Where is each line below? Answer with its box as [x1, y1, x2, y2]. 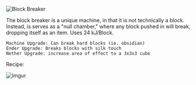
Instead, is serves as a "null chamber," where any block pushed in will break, [6, 23, 191, 30]
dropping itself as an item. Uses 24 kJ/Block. [6, 29, 114, 36]
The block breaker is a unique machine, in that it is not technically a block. [6, 17, 185, 23]
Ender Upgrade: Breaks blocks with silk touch [6, 45, 122, 51]
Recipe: [6, 61, 25, 68]
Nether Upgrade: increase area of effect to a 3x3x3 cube [6, 51, 150, 56]
